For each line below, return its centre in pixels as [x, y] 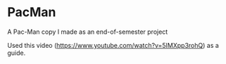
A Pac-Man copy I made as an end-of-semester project [88, 32]
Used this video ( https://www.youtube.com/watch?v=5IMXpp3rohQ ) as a [113, 45]
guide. [17, 53]
